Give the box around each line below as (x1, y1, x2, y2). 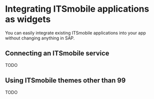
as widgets (5, 14, 51, 25)
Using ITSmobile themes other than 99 (5, 77, 126, 85)
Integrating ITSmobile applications (5, 3, 149, 15)
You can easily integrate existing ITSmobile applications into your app (5, 30, 146, 36)
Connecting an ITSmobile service (5, 49, 110, 58)
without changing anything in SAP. (5, 35, 75, 41)
